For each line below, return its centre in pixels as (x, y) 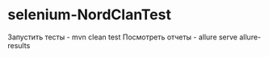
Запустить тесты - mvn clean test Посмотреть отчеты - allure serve (123, 37)
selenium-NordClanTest (89, 15)
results (19, 45)
